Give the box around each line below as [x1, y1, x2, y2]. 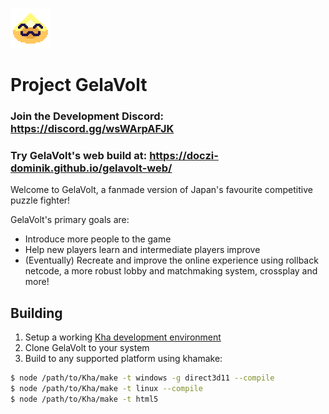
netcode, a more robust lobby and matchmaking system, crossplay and [24, 265, 318, 277]
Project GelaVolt [10, 74, 148, 97]
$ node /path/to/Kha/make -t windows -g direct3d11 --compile [10, 373, 275, 383]
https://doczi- [149, 149, 219, 163]
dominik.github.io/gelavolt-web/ [10, 161, 173, 175]
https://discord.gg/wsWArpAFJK [10, 122, 175, 136]
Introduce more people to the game [24, 233, 172, 245]
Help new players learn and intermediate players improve [24, 244, 261, 256]
